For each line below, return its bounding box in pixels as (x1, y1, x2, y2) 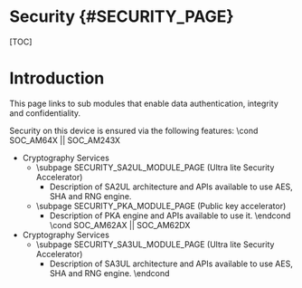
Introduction (9, 68, 105, 89)
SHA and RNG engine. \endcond (49, 267, 170, 278)
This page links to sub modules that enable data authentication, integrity (9, 98, 278, 109)
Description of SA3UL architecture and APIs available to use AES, (49, 258, 294, 269)
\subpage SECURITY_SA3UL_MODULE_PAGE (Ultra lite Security (35, 238, 275, 250)
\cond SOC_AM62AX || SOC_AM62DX (49, 219, 191, 230)
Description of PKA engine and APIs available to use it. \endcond (49, 210, 291, 221)
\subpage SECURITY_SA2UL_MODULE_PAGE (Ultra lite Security (35, 161, 275, 173)
